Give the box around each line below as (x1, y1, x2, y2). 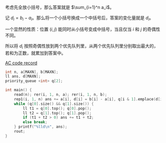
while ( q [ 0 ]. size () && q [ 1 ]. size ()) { (14, 101, 94, 106)
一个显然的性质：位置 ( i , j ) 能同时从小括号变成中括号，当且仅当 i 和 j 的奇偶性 (5, 26, 161, 32)
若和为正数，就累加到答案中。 (5, 50, 66, 56)
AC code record (5, 60, 38, 66)
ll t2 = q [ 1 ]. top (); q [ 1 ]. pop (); (23, 110, 92, 115)
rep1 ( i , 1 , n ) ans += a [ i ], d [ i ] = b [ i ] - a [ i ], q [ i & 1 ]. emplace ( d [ (14, 96, 161, 101)
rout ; (14, 129, 26, 134)
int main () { (5, 88, 32, 93)
